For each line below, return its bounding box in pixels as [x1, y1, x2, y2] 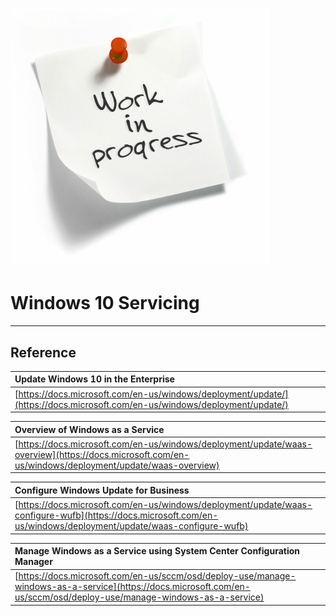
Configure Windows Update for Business [14, 484, 190, 496]
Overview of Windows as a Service [14, 423, 165, 435]
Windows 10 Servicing [10, 292, 200, 315]
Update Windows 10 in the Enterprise [14, 373, 175, 385]
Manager [14, 556, 53, 568]
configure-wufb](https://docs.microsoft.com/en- [14, 509, 219, 522]
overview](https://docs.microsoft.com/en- [14, 448, 190, 460]
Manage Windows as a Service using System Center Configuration [14, 545, 301, 557]
